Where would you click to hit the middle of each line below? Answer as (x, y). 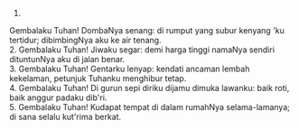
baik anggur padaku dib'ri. (58, 97)
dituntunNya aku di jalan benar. (67, 59)
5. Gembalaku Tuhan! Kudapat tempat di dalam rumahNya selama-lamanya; (150, 107)
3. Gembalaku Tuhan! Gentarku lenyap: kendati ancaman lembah (130, 69)
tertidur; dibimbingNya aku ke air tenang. (85, 40)
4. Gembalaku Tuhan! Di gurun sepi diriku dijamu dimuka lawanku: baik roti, (149, 88)
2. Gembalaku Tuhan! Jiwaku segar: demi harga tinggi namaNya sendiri (142, 50)
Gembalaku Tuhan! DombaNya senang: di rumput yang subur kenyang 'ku (147, 30)
